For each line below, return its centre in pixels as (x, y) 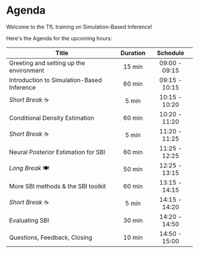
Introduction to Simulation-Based (56, 80)
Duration (133, 53)
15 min (133, 67)
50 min (133, 169)
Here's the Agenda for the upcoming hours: (59, 38)
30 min (133, 220)
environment (27, 70)
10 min (133, 237)
